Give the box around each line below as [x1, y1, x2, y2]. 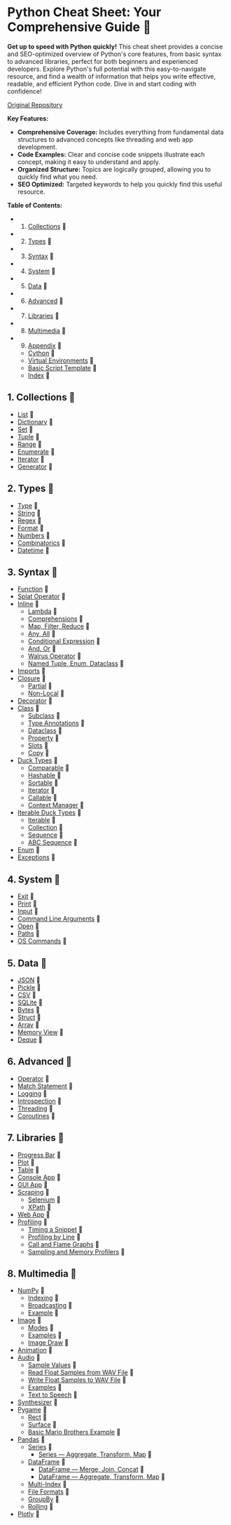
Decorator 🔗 [17, 697, 52, 705]
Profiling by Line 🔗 [27, 1232, 81, 1241]
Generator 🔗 [17, 462, 53, 471]
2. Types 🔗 [7, 483, 55, 495]
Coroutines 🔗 [17, 1111, 56, 1120]
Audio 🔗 [17, 1353, 41, 1362]
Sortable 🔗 [27, 779, 59, 787]
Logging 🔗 [17, 1089, 48, 1098]
